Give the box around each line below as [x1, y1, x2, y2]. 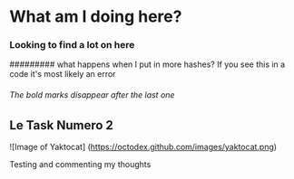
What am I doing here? [9, 6, 182, 27]
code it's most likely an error [9, 69, 116, 80]
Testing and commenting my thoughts [9, 159, 152, 170]
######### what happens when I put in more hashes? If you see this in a [9, 59, 286, 70]
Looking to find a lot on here [9, 39, 135, 52]
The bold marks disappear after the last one [9, 89, 175, 100]
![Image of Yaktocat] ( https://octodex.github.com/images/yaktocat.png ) [9, 142, 278, 153]
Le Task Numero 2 [9, 118, 113, 133]
